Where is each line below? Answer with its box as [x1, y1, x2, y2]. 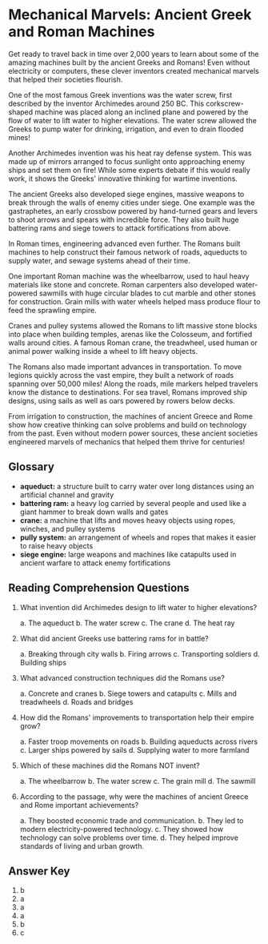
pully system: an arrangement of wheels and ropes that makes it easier [19, 532, 257, 542]
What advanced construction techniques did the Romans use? [19, 673, 226, 682]
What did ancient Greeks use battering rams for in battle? [19, 633, 210, 643]
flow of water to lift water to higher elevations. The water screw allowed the [8, 115, 258, 125]
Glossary [8, 460, 54, 474]
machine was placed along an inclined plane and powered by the [34, 106, 249, 117]
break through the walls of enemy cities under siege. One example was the [8, 198, 255, 207]
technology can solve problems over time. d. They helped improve [19, 833, 238, 842]
